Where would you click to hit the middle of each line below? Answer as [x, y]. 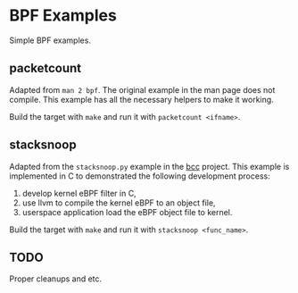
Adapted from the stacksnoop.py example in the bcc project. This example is [149, 166]
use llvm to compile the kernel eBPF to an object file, [119, 203]
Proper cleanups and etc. [56, 279]
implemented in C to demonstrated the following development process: [140, 176]
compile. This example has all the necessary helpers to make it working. [141, 99]
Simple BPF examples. [50, 40]
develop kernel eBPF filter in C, [79, 193]
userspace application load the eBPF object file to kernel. [127, 212]
